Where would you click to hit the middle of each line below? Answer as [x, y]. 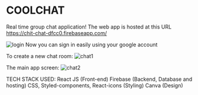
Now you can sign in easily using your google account [92, 45]
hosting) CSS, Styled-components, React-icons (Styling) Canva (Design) [95, 85]
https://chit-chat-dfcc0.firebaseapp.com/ [57, 33]
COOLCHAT [36, 10]
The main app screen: [33, 67]
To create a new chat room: [40, 56]
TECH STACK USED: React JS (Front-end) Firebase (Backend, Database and [99, 79]
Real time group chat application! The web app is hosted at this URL [89, 27]
